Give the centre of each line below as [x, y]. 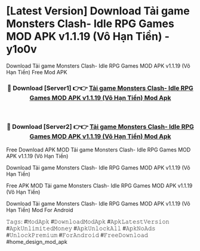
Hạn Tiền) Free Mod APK [37, 72]
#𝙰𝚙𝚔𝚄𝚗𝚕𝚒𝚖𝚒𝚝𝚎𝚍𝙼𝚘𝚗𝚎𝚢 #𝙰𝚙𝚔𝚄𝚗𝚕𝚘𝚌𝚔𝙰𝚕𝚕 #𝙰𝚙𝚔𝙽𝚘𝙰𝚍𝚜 [81, 228]
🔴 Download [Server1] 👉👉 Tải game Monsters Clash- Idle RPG [100, 88]
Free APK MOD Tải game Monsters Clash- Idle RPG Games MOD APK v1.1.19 [99, 185]
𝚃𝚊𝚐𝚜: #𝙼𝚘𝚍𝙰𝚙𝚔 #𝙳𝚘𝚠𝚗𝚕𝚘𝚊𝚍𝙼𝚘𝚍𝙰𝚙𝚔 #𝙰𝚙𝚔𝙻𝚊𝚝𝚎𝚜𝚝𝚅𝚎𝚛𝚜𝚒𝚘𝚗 [88, 221]
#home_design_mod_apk [37, 241]
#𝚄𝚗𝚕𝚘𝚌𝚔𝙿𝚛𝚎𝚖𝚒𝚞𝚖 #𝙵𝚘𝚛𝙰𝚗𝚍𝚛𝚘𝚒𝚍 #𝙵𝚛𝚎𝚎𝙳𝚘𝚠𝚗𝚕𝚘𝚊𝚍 [77, 235]
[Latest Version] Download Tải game [98, 11]
